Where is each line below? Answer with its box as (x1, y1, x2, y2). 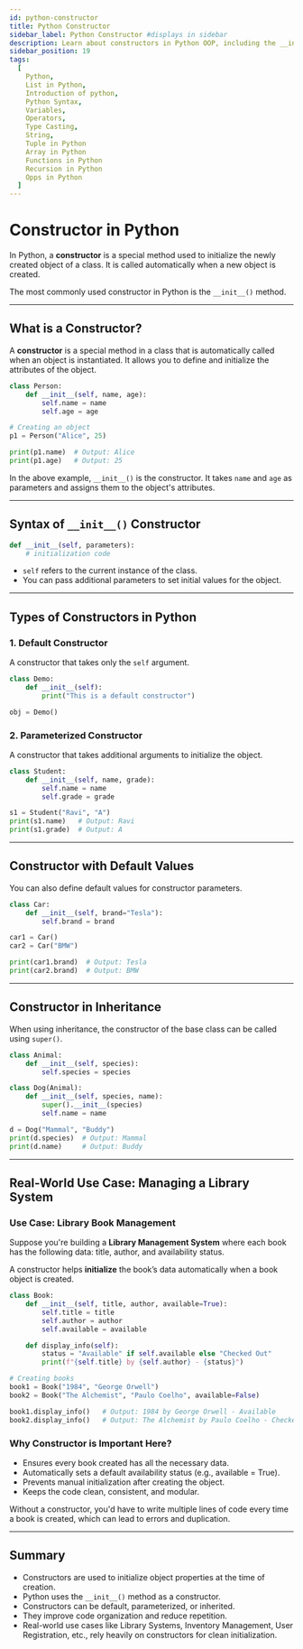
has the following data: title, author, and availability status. (9, 1246, 225, 1257)
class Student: (9, 766, 67, 776)
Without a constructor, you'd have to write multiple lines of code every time (9, 1504, 289, 1515)
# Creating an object (9, 423, 91, 432)
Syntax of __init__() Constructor (9, 516, 201, 533)
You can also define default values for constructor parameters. (9, 882, 243, 894)
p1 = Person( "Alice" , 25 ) (9, 431, 106, 440)
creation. (22, 1581, 56, 1592)
